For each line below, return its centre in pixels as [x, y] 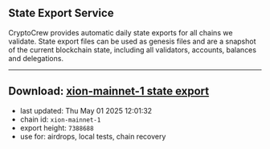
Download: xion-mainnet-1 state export [109, 91]
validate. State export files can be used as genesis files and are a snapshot [132, 41]
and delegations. [36, 58]
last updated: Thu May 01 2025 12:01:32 [86, 110]
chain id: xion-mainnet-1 [60, 119]
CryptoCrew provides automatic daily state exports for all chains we [121, 32]
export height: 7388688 [57, 127]
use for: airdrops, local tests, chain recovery [93, 136]
